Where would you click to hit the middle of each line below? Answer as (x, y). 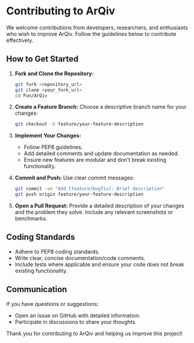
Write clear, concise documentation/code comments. (80, 258)
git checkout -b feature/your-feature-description (79, 124)
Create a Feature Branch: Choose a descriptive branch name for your (101, 107)
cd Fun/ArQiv (31, 96)
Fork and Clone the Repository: (54, 73)
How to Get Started (42, 59)
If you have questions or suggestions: (53, 304)
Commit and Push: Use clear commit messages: (75, 178)
